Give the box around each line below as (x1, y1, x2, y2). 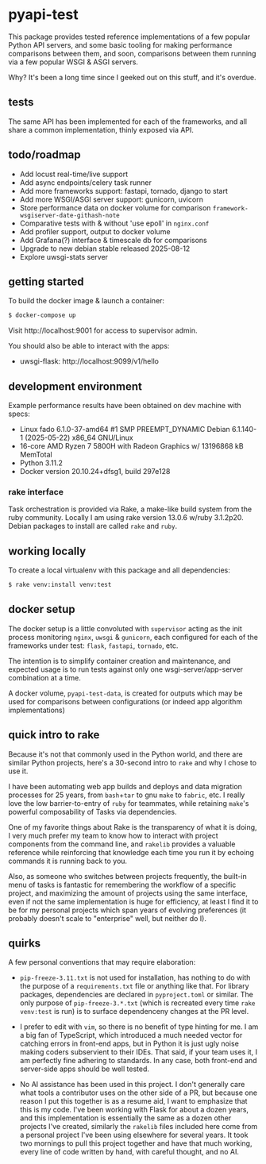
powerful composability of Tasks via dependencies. (8, 807, 177, 816)
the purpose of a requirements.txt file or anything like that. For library (19, 981, 249, 991)
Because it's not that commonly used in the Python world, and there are (8, 749, 244, 759)
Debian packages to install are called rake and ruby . (8, 522, 177, 531)
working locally (8, 544, 87, 557)
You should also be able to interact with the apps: (8, 341, 170, 351)
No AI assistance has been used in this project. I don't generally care (19, 1080, 245, 1089)
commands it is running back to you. (8, 856, 128, 865)
